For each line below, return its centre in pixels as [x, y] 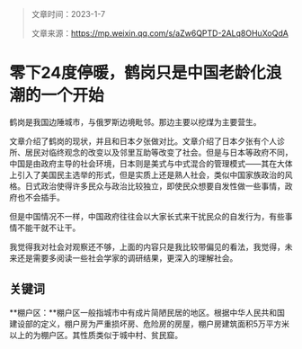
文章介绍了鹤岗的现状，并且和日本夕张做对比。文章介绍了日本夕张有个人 [143, 141]
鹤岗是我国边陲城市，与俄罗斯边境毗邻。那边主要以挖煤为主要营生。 [135, 121]
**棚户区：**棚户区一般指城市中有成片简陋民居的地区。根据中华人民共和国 [147, 312]
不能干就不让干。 [49, 228]
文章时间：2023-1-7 [68, 14]
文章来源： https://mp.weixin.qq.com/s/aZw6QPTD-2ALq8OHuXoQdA [160, 33]
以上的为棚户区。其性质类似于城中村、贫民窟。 [96, 335]
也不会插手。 [40, 197]
